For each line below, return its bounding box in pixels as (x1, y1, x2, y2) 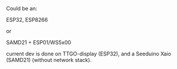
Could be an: (6, 5, 37, 12)
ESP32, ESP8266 (6, 16, 49, 23)
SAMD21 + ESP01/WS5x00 (6, 39, 72, 46)
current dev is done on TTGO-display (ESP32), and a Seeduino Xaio (6, 50, 172, 57)
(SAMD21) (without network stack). (6, 57, 92, 63)
